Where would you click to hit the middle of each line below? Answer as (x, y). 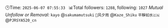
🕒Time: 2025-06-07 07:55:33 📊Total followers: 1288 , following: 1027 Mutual (84, 7)
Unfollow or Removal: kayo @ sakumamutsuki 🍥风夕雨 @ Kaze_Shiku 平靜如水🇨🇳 (82, 15)
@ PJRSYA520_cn (21, 20)
